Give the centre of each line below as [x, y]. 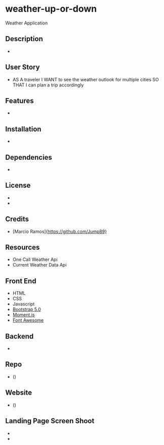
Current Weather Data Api [39, 265]
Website [18, 393]
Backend [19, 336]
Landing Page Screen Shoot [50, 421]
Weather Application [27, 23]
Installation [23, 129]
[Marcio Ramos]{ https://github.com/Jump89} [60, 231]
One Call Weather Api [35, 259]
